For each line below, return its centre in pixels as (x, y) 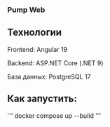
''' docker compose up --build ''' (54, 115)
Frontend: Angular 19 (37, 49)
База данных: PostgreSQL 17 (49, 76)
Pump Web (26, 10)
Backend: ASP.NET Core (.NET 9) (55, 63)
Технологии (34, 33)
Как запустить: (42, 99)
